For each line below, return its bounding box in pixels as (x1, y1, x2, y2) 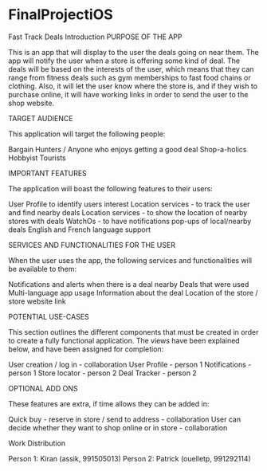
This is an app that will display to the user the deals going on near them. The (8, 47, 259, 57)
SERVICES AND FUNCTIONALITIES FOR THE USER (8, 240, 175, 249)
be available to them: (8, 264, 77, 273)
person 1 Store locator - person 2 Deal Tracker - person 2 (8, 368, 197, 378)
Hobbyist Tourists (8, 153, 66, 163)
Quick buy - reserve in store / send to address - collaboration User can (8, 414, 241, 424)
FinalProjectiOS (8, 6, 113, 24)
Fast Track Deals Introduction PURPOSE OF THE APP (8, 32, 183, 41)
